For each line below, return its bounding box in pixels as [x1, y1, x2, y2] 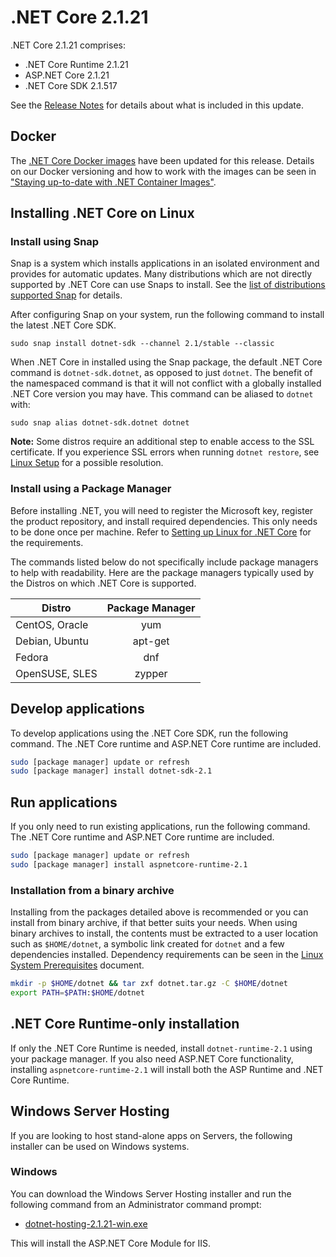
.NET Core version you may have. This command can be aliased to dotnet [10, 388, 314, 400]
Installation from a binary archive [10, 883, 175, 897]
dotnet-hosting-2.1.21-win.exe [24, 1217, 148, 1230]
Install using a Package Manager [10, 482, 172, 496]
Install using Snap [10, 235, 100, 249]
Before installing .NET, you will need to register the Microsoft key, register [10, 504, 314, 516]
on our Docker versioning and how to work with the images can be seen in [10, 165, 317, 177]
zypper [134, 666, 168, 680]
